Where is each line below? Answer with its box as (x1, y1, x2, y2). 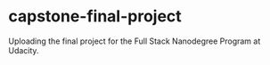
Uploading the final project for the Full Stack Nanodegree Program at (8, 36, 261, 46)
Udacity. (8, 45, 39, 55)
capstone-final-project (8, 6, 182, 27)
